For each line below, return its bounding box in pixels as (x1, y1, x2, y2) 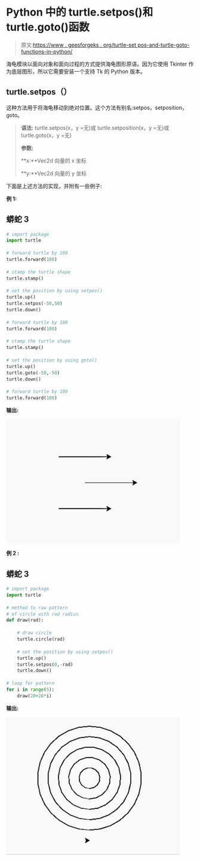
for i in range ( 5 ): (6, 687, 55, 693)
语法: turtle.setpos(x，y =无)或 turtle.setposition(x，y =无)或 (20, 124, 170, 131)
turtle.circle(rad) (17, 636, 66, 642)
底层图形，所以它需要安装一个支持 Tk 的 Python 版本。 (11, 68, 146, 75)
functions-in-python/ (20, 48, 73, 55)
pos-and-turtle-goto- (137, 41, 190, 48)
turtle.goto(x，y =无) (20, 131, 72, 139)
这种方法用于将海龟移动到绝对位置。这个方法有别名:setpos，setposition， (6, 104, 188, 111)
